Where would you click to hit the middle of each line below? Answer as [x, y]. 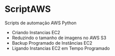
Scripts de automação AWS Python [41, 23]
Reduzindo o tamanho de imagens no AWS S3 [59, 38]
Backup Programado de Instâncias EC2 [52, 43]
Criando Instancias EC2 [36, 32]
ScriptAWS [28, 9]
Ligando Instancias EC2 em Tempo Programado [61, 48]
